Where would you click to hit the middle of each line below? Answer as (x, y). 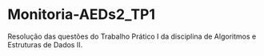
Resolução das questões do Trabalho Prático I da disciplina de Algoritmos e (132, 36)
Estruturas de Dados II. (45, 44)
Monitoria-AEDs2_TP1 (82, 15)
